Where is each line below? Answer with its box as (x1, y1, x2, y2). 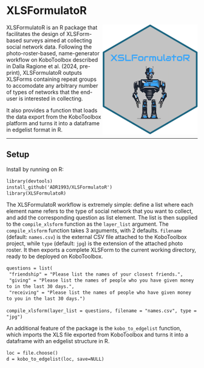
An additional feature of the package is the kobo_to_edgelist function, (6, 324, 182, 332)
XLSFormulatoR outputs (22, 69, 82, 76)
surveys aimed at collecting (23, 36, 92, 44)
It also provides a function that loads (6, 106, 98, 114)
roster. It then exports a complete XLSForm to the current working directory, (6, 246, 196, 253)
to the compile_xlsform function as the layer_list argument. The (6, 220, 169, 227)
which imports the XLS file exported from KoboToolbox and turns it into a (6, 331, 188, 338)
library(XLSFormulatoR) (6, 190, 67, 196)
